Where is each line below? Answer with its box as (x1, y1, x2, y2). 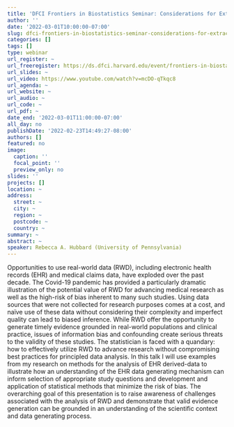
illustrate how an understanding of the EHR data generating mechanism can (7, 368, 224, 376)
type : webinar (7, 50, 49, 57)
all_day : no (7, 120, 42, 128)
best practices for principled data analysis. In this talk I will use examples (7, 352, 217, 361)
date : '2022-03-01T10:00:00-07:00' (7, 23, 111, 30)
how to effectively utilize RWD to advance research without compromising (7, 345, 219, 354)
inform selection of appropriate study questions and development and (7, 375, 208, 383)
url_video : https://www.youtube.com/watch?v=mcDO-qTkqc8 (7, 75, 176, 82)
